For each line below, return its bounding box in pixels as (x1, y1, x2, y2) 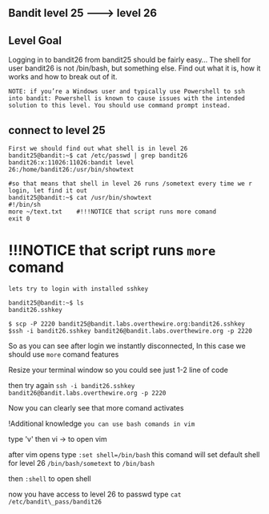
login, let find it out (8, 187, 88, 195)
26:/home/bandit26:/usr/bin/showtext (8, 166, 134, 174)
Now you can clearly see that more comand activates (8, 403, 184, 412)
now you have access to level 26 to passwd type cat (8, 489, 182, 499)
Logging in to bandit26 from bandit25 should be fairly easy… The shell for (8, 55, 251, 65)
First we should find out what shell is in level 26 (8, 144, 188, 153)
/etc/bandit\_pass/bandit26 (8, 497, 102, 506)
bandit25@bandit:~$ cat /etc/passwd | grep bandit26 (8, 152, 188, 160)
